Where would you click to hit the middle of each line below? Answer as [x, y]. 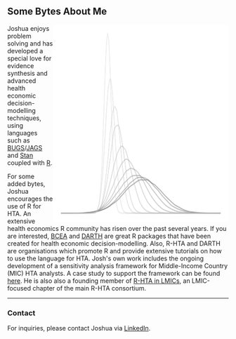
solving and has [30, 43]
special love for [29, 58]
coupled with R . [30, 162]
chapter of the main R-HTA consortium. [90, 288]
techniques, [24, 118]
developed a [25, 51]
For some [21, 176]
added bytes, [26, 184]
